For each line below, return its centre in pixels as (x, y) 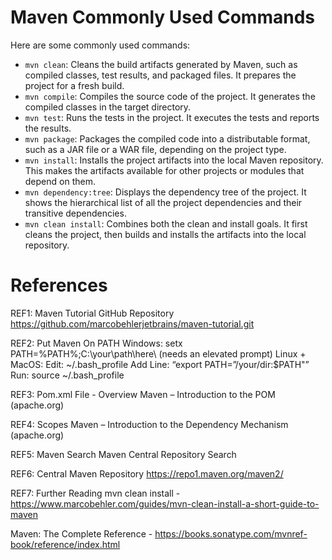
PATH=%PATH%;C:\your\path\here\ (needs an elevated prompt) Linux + (158, 353)
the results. (48, 128)
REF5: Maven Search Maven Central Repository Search (123, 454)
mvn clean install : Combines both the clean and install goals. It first (166, 223)
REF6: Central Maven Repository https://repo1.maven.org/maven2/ (147, 473)
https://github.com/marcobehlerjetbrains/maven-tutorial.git (132, 323)
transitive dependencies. (75, 213)
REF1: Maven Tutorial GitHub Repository (92, 313)
